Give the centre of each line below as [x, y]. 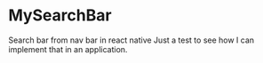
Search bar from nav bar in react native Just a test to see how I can [131, 40]
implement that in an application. [68, 49]
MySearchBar [60, 16]
